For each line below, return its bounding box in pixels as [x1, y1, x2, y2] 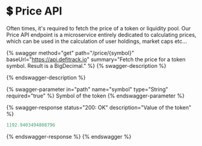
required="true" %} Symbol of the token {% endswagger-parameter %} [6, 92, 185, 99]
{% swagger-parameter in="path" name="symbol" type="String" [6, 85, 168, 93]
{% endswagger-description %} [6, 74, 86, 81]
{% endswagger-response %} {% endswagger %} [6, 133, 132, 140]
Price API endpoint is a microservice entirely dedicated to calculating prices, [6, 31, 197, 38]
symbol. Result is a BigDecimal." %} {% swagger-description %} [6, 62, 167, 69]
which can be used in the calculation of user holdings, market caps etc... [6, 38, 187, 45]
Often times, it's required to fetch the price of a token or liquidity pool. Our [6, 24, 191, 32]
